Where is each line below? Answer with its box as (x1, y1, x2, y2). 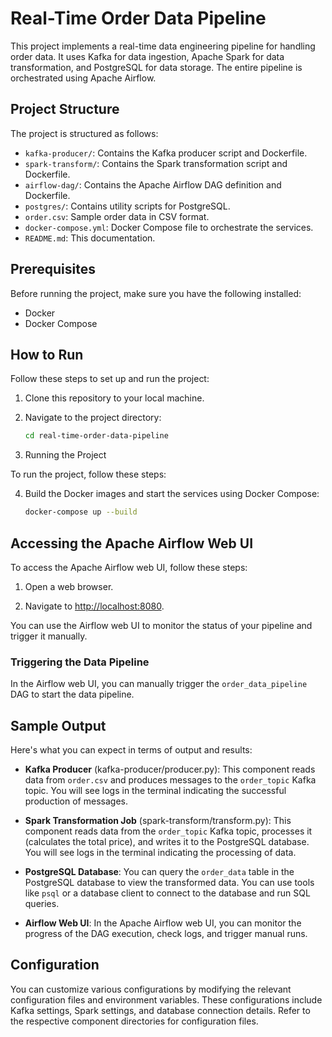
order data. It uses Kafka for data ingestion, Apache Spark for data (10, 50, 285, 62)
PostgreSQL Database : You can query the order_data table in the (24, 866, 295, 878)
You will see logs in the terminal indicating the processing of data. (24, 847, 297, 859)
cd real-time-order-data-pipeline (24, 431, 169, 441)
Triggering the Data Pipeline (10, 655, 150, 669)
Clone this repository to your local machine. (24, 392, 205, 404)
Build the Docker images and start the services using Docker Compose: (24, 488, 320, 500)
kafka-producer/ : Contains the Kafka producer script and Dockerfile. (24, 147, 308, 159)
